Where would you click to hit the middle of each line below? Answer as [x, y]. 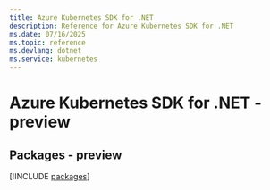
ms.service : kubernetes [54, 59]
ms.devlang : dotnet [46, 51]
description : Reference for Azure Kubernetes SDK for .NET [122, 26]
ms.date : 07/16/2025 [48, 34]
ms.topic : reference [48, 42]
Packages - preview [66, 155]
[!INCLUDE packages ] [50, 176]
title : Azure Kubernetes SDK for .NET [81, 17]
